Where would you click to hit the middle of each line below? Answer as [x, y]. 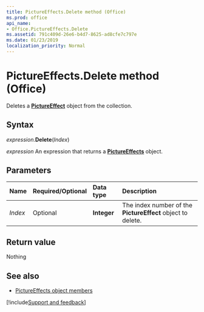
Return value [31, 242]
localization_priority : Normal [46, 46]
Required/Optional [59, 191]
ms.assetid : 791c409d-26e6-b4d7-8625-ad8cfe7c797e [72, 35]
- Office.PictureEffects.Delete [47, 29]
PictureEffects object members [54, 291]
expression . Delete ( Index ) [38, 139]
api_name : [19, 23]
